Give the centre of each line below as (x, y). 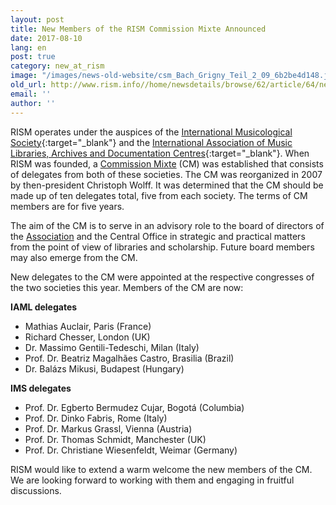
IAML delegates (44, 307)
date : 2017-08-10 (46, 38)
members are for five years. (67, 206)
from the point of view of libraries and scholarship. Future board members (162, 247)
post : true (33, 57)
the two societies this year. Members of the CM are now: (127, 287)
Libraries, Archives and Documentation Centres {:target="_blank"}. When (160, 153)
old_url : (28, 85)
